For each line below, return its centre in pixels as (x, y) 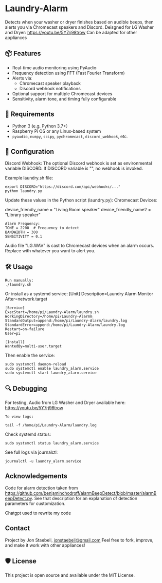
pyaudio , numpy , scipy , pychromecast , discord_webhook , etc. (70, 136)
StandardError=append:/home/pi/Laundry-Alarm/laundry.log (65, 325)
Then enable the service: (30, 355)
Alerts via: (22, 78)
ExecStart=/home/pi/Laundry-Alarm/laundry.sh (52, 312)
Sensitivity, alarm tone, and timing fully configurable (64, 99)
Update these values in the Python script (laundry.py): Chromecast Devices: (81, 200)
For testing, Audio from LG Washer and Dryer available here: (65, 402)
